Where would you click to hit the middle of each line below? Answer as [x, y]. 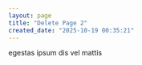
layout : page [30, 15]
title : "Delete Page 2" [48, 23]
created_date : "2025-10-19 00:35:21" [71, 30]
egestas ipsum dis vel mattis [55, 53]
